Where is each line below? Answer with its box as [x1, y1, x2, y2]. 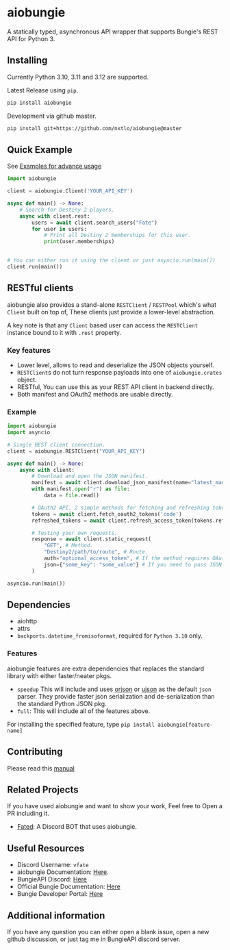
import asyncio [7, 429, 51, 436]
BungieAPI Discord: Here [16, 875, 88, 884]
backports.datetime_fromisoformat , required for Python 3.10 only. [16, 632, 203, 640]
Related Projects [7, 784, 79, 795]
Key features [7, 345, 51, 355]
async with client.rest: [19, 212, 90, 220]
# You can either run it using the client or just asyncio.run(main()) [7, 257, 216, 264]
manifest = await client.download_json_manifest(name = [31, 479, 192, 486]
